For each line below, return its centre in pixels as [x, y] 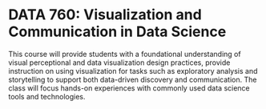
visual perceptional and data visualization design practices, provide [119, 63]
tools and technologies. [47, 96]
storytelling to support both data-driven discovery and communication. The [133, 79]
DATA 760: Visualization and [105, 15]
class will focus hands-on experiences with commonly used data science [129, 88]
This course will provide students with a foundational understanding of [125, 54]
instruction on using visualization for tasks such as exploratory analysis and [133, 71]
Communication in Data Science [117, 32]
